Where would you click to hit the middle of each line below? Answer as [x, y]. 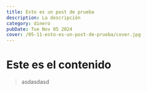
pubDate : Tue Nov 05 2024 [39, 29]
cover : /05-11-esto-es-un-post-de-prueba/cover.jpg [73, 35]
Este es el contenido [59, 65]
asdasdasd [35, 82]
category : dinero [28, 23]
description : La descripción [43, 18]
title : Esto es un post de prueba [51, 12]
